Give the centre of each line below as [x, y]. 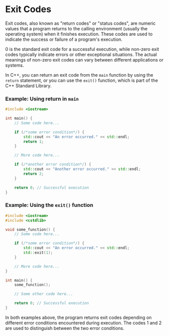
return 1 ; [34, 142]
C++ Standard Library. [29, 86]
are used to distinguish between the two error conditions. [65, 328]
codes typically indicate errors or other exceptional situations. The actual [81, 54]
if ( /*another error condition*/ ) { [53, 164]
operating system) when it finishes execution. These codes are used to [79, 34]
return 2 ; [34, 174]
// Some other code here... [44, 294]
